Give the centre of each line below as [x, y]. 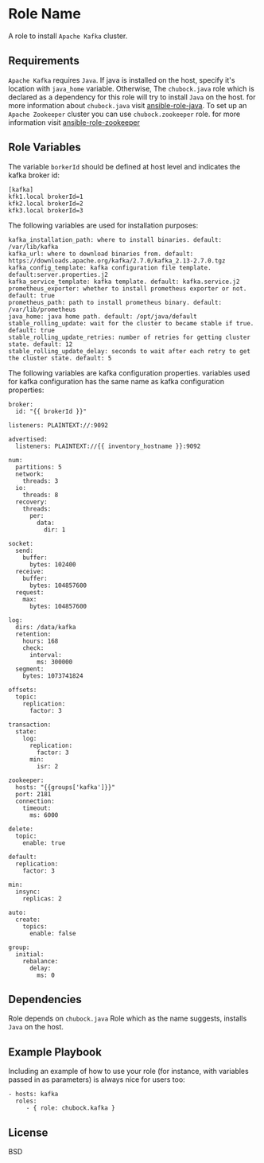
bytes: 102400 [53, 564]
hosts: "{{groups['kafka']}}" [65, 787]
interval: [45, 655]
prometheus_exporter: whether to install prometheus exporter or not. [128, 288]
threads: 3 [41, 481]
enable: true [44, 843]
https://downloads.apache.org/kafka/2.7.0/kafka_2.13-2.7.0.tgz [117, 261]
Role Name [45, 14]
